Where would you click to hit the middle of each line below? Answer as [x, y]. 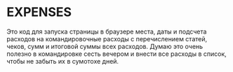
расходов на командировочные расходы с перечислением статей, [107, 38]
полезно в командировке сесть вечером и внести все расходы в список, [117, 54]
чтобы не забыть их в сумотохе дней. [63, 61]
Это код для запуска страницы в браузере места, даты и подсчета [107, 31]
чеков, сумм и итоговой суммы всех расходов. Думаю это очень [105, 46]
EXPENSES [39, 12]
